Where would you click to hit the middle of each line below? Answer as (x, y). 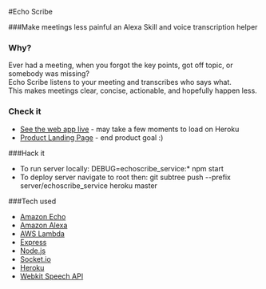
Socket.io (36, 259)
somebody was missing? (49, 74)
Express (33, 242)
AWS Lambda (42, 233)
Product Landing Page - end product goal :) (91, 137)
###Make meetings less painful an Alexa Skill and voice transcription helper (133, 27)
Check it (25, 111)
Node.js (33, 251)
